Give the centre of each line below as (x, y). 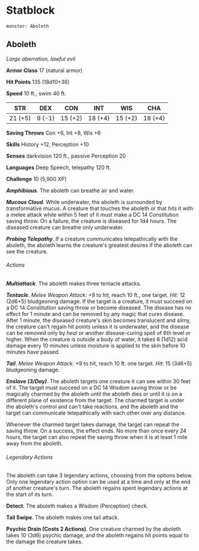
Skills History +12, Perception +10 (48, 144)
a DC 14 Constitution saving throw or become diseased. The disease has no (99, 308)
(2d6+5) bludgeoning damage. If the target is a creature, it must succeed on (99, 301)
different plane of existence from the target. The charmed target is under (95, 400)
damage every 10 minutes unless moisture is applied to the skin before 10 (96, 345)
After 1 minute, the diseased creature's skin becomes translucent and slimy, (99, 320)
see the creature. (27, 251)
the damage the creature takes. (45, 541)
